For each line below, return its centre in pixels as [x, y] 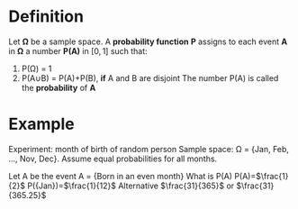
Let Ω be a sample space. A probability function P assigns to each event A [148, 41]
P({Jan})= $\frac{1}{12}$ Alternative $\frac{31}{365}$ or [131, 186]
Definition [46, 17]
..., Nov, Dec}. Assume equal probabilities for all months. [113, 159]
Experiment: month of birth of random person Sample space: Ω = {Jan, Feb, [149, 149]
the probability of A [59, 87]
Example [41, 124]
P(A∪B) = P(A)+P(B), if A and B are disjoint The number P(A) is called [150, 77]
